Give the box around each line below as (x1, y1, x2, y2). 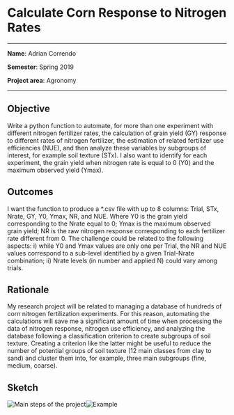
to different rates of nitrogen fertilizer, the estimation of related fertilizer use (7, 136, 224, 144)
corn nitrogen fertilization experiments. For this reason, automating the (7, 310, 210, 318)
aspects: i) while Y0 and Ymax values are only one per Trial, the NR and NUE (7, 242, 227, 250)
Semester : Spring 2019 (7, 63, 75, 71)
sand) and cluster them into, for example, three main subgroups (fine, (7, 354, 207, 363)
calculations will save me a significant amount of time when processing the (7, 317, 223, 325)
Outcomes (7, 186, 54, 198)
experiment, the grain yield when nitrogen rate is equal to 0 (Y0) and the (7, 158, 214, 166)
